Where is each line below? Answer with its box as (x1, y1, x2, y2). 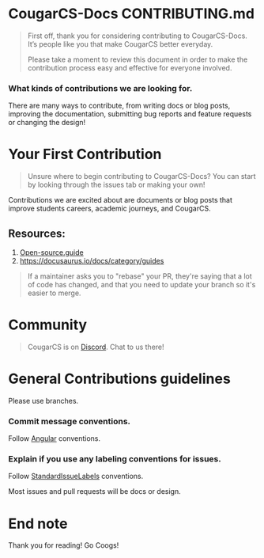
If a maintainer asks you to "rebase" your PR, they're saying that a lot (27, 271, 252, 281)
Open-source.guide (19, 247, 85, 257)
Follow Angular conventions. (8, 434, 101, 443)
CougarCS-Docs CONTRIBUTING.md (8, 5, 255, 23)
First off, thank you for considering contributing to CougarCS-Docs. (27, 31, 247, 40)
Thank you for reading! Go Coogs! (8, 541, 119, 550)
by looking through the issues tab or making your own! (27, 180, 206, 190)
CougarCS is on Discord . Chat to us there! (27, 342, 164, 351)
